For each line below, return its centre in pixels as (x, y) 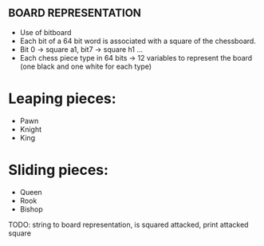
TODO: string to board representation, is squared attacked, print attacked (128, 224)
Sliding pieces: (59, 170)
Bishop (31, 209)
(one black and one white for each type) (86, 66)
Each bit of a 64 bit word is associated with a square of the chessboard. (138, 41)
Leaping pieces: (63, 98)
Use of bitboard (45, 32)
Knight (31, 129)
